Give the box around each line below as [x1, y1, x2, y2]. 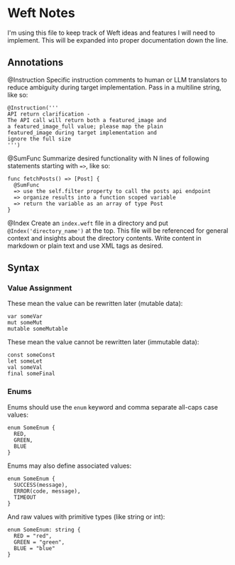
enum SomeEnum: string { [7, 526, 81, 533]
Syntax [7, 262, 40, 274]
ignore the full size [7, 135, 72, 143]
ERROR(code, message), [13, 488, 81, 495]
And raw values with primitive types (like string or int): [7, 512, 165, 521]
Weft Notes [7, 5, 76, 21]
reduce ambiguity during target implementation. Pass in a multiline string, [7, 83, 222, 92]
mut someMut [7, 319, 43, 327]
